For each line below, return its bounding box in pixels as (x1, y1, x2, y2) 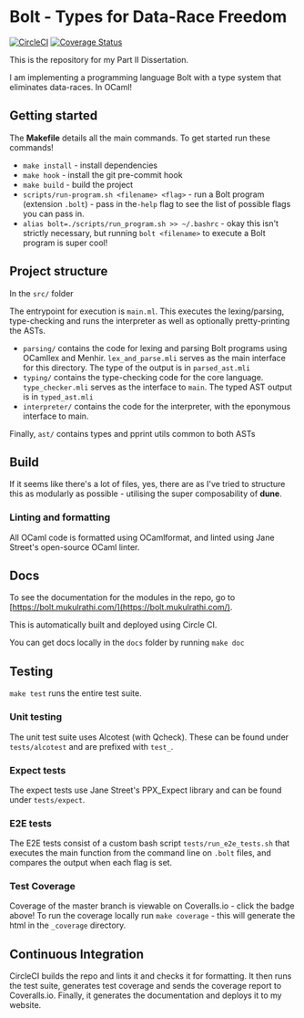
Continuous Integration (9, 946, 144, 961)
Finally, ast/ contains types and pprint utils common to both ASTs (9, 428, 256, 439)
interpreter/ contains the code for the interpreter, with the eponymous (22, 400, 291, 411)
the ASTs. (9, 325, 46, 336)
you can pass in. (22, 208, 85, 219)
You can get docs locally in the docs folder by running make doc (9, 637, 245, 649)
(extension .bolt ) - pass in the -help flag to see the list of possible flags (22, 198, 291, 209)
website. (9, 1000, 42, 1011)
